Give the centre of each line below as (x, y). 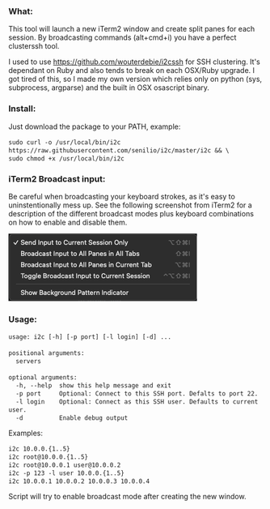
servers (29, 361)
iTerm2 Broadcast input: (57, 178)
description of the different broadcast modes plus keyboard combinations (131, 213)
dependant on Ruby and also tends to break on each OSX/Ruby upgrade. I (132, 71)
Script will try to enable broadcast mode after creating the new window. (127, 497)
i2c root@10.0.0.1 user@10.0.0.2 (65, 465)
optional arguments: (43, 378)
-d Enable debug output (72, 418)
